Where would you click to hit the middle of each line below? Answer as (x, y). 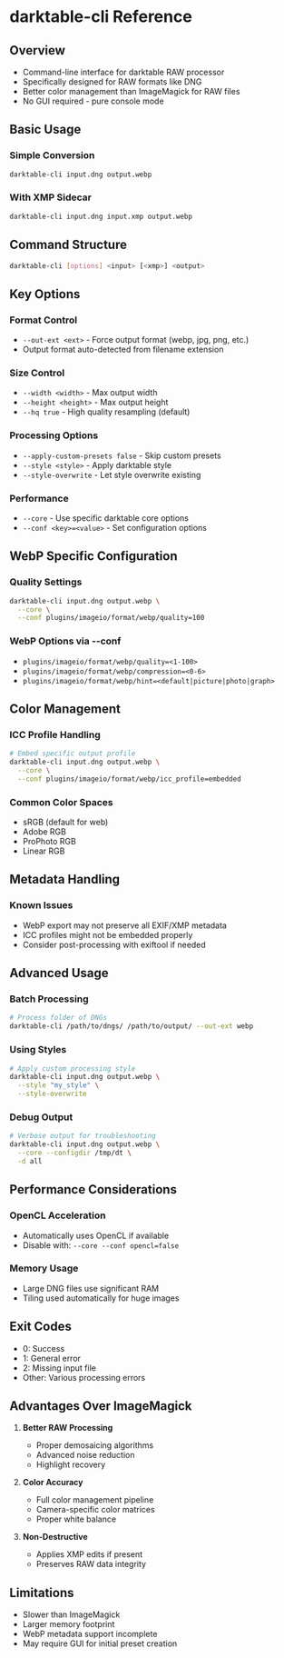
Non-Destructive (55, 1537)
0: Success (44, 1348)
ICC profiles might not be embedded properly (108, 934)
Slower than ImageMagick (71, 1614)
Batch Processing (49, 999)
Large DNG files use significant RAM (91, 1288)
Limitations (42, 1593)
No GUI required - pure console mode (93, 101)
